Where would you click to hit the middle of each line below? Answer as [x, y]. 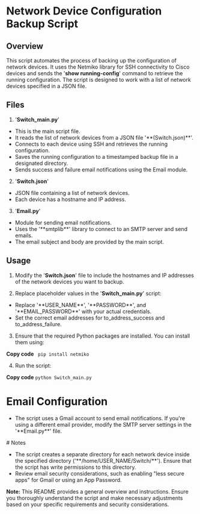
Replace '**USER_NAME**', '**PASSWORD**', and [80, 305]
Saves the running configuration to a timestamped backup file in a [96, 156]
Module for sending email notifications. [63, 222]
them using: [29, 342]
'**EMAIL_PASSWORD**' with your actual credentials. [83, 311]
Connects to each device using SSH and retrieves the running [91, 144]
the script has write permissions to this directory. [75, 467]
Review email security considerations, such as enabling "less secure [99, 473]
